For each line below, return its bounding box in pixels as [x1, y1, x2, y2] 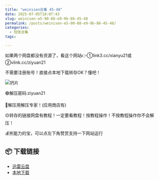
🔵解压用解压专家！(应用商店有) [5, 102, 67, 108]
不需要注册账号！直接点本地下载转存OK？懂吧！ [5, 69, 101, 75]
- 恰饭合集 [9, 30, 29, 35]
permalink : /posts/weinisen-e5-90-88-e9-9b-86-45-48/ [5, 20, 117, 26]
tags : [5, 35, 16, 39]
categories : [5, 25, 29, 30]
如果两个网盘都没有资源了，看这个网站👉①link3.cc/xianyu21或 [5, 52, 132, 58]
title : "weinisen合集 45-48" [5, 7, 63, 12]
